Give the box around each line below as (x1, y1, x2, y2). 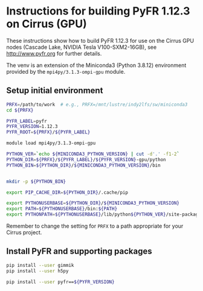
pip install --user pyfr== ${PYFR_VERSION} (6, 279, 115, 285)
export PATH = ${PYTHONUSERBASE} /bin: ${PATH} (6, 206, 118, 212)
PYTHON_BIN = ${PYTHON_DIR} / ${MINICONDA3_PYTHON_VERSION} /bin (6, 162, 161, 168)
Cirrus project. (6, 229, 42, 236)
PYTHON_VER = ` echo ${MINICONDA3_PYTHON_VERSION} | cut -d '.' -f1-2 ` (6, 151, 180, 157)
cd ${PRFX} (6, 107, 34, 113)
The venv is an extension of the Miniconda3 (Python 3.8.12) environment (6, 62, 187, 69)
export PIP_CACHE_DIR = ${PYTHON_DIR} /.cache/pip (6, 189, 129, 196)
